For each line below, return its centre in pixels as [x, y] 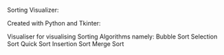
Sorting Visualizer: [33, 10]
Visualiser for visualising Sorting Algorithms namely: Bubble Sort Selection [112, 36]
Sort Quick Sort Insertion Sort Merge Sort [66, 44]
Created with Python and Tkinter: [54, 23]
